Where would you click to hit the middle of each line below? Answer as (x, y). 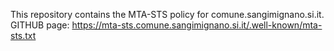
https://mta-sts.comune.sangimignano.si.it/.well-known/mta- (197, 25)
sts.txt (23, 35)
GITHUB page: (40, 25)
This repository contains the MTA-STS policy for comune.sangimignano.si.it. (167, 14)
